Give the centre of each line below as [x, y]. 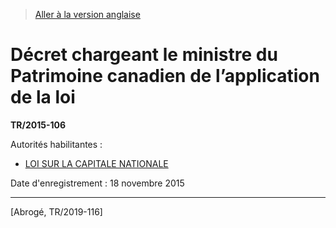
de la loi [43, 97]
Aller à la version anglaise [87, 14]
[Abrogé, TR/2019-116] [56, 211]
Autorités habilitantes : [56, 144]
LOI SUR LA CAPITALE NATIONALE [96, 163]
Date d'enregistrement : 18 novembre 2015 [97, 183]
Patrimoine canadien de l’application [165, 76]
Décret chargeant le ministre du [144, 55]
